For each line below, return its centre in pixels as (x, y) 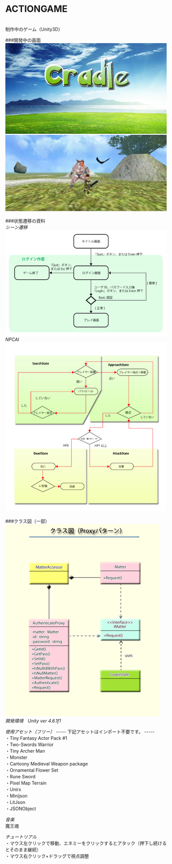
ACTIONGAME (37, 9)
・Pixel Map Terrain (26, 783)
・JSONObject (21, 809)
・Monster (16, 757)
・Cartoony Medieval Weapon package (47, 763)
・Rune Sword (20, 776)
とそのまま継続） (23, 850)
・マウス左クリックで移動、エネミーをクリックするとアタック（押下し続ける (86, 843)
